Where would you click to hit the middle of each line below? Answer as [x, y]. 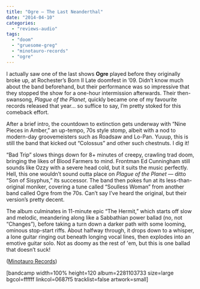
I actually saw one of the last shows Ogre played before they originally [93, 73]
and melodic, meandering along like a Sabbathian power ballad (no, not [94, 217]
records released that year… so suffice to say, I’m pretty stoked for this [94, 105]
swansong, [20, 99]
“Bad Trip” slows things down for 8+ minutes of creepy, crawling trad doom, [100, 155]
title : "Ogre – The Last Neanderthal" [55, 12]
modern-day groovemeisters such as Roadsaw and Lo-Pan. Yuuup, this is [97, 137]
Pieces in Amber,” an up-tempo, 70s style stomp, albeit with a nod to [91, 130]
